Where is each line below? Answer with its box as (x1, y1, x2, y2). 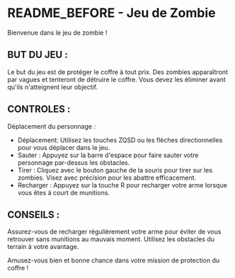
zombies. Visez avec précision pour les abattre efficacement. (17, 173, 197, 182)
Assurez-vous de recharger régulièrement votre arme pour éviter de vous (7, 228, 222, 236)
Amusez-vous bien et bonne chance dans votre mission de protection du (7, 256, 220, 265)
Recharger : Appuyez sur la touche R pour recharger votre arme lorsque (17, 180, 228, 189)
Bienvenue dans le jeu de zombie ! (7, 28, 108, 37)
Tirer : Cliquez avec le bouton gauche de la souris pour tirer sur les (17, 166, 213, 174)
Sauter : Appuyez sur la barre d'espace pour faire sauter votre (17, 151, 199, 159)
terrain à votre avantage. (7, 243, 79, 251)
